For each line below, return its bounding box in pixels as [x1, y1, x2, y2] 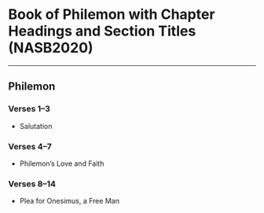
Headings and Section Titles [8, 22, 196, 40]
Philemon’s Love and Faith [19, 159, 104, 168]
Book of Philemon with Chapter [8, 6, 215, 24]
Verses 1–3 [8, 104, 51, 115]
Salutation [19, 121, 53, 130]
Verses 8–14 [8, 178, 57, 189]
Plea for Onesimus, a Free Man [19, 196, 120, 206]
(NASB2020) [8, 39, 93, 57]
